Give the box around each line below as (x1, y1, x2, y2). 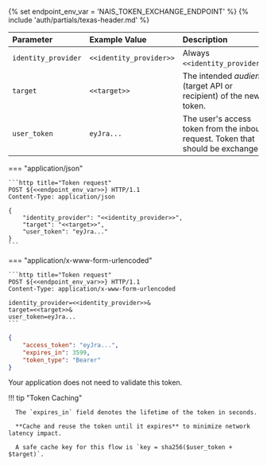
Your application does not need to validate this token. (8, 378, 183, 387)
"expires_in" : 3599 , (22, 348, 91, 357)
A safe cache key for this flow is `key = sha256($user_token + (15, 444, 233, 452)
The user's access (182, 113, 252, 124)
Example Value (89, 34, 147, 45)
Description (182, 34, 228, 45)
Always (182, 48, 211, 58)
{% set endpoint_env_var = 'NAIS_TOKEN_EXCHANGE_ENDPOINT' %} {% (8, 7, 249, 16)
